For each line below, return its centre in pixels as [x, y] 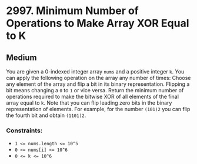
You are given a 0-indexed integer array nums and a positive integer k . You [95, 71]
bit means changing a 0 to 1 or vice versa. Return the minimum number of [95, 90]
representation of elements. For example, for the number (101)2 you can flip [98, 109]
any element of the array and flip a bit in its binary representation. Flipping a [98, 84]
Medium [21, 57]
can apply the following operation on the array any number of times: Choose [98, 78]
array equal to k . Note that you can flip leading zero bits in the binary [89, 103]
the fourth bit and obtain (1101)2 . [46, 115]
